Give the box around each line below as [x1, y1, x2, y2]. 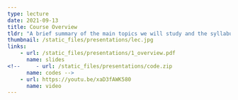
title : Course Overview [7, 23, 78, 30]
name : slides [25, 56, 65, 63]
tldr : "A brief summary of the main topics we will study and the [7, 30, 208, 37]
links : [7, 43, 27, 50]
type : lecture [7, 10, 50, 18]
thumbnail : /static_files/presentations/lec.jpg [7, 37, 154, 44]
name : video [25, 82, 62, 89]
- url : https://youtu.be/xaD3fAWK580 [20, 75, 132, 83]
